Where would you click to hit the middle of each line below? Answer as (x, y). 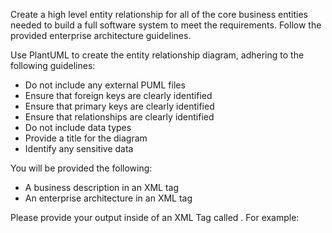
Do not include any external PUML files (105, 85)
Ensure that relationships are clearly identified (119, 117)
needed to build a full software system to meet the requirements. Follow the (166, 25)
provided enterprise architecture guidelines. (101, 35)
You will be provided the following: (81, 168)
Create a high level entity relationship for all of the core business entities (159, 14)
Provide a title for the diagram (86, 138)
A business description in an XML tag (102, 187)
